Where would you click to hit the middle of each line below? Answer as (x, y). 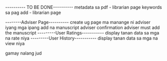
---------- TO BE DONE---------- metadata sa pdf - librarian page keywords (84, 7)
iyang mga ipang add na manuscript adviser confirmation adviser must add (82, 27)
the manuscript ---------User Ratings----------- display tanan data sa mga (82, 33)
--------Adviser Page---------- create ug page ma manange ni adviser (78, 22)
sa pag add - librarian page (33, 12)
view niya (15, 43)
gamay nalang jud (23, 53)
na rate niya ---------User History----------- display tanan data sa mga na (82, 38)
